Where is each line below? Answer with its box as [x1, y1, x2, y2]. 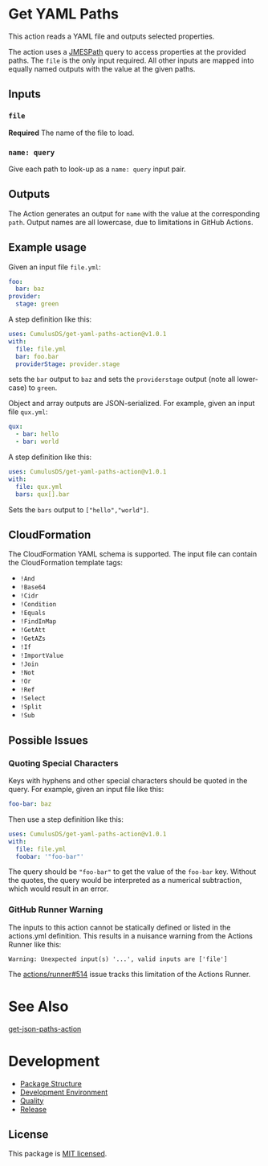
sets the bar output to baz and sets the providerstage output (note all [8, 375, 236, 384]
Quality [19, 1095, 44, 1106]
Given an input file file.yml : [8, 262, 102, 272]
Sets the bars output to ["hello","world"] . [8, 504, 149, 515]
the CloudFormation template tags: [8, 558, 123, 568]
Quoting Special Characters [8, 757, 119, 769]
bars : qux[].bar [15, 490, 70, 499]
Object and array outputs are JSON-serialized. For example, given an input [8, 399, 255, 409]
